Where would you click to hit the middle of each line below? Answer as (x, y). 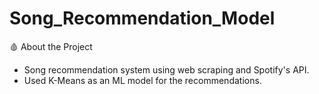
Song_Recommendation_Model (142, 18)
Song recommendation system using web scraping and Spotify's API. (166, 69)
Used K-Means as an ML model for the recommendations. (142, 80)
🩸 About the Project (51, 46)
